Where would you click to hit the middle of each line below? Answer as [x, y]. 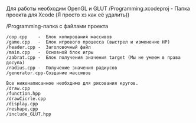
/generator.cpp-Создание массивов [49, 73]
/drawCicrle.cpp [26, 99]
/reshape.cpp [22, 109]
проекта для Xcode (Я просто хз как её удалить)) [68, 15]
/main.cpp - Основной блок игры [50, 52]
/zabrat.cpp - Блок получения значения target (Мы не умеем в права [94, 58]
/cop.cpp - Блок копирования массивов [59, 37]
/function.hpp [24, 94]
